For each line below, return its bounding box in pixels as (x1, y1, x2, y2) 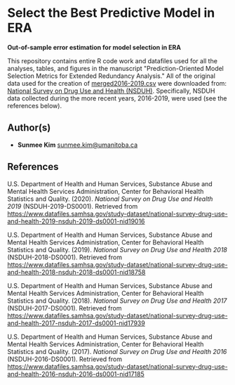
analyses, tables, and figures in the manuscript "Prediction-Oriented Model (7, 64, 224, 72)
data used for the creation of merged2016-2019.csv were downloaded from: (7, 79, 227, 87)
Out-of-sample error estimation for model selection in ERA (7, 43, 181, 51)
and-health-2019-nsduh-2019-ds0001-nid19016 (7, 216, 145, 226)
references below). (7, 101, 62, 110)
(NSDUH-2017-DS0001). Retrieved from (7, 304, 122, 312)
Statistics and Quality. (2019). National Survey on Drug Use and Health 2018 (7, 245, 228, 254)
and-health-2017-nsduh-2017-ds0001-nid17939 (7, 318, 145, 327)
